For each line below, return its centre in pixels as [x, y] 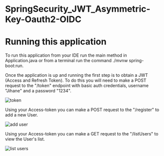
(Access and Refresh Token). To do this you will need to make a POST [76, 80]
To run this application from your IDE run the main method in [66, 55]
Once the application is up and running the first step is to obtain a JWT [77, 75]
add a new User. [22, 115]
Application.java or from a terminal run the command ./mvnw [67, 61]
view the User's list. [25, 139]
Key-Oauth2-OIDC [43, 19]
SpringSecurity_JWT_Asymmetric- [78, 9]
